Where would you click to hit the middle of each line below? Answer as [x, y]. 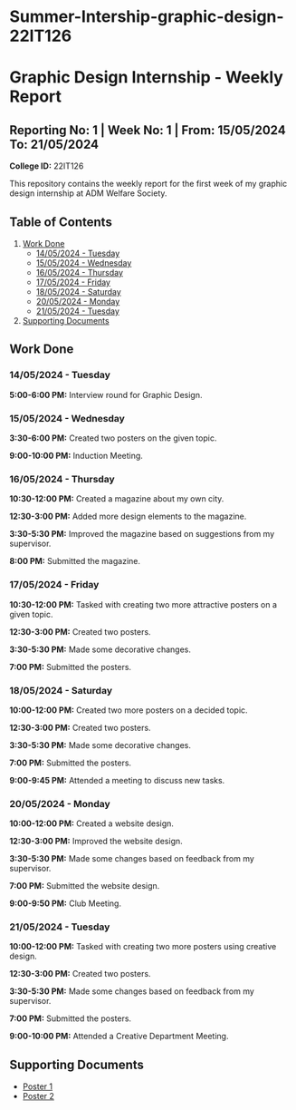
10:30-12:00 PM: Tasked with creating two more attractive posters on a [143, 604]
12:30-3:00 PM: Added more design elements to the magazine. [128, 516]
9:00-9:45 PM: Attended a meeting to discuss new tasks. [117, 780]
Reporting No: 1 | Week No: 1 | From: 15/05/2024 [148, 130]
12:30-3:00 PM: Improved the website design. [96, 842]
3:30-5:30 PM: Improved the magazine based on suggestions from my [142, 534]
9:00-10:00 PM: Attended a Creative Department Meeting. [119, 1037]
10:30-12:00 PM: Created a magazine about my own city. [117, 499]
